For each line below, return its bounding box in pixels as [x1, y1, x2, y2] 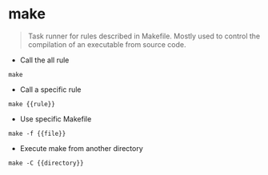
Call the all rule [19, 55, 70, 65]
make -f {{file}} [8, 129, 66, 137]
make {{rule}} [8, 100, 56, 108]
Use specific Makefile [19, 113, 92, 124]
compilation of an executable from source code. [27, 39, 186, 49]
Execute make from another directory [19, 143, 144, 153]
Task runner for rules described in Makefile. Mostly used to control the [27, 31, 261, 41]
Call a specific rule [19, 85, 82, 94]
